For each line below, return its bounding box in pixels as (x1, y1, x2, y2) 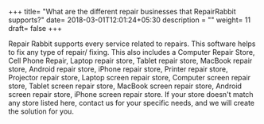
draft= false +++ (8, 24, 62, 33)
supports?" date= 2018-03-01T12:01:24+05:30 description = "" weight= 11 (8, 15, 251, 25)
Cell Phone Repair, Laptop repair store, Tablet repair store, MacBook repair (8, 56, 253, 65)
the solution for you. (8, 107, 74, 116)
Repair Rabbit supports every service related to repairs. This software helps (8, 39, 256, 48)
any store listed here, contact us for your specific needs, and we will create (8, 99, 255, 107)
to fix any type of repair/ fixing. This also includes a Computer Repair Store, (8, 48, 255, 56)
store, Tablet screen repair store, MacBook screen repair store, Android (8, 81, 243, 91)
